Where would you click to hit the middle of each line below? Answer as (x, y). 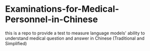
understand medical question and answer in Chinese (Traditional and (75, 38)
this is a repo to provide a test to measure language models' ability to (75, 33)
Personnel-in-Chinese (52, 19)
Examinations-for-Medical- (62, 9)
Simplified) (16, 43)
